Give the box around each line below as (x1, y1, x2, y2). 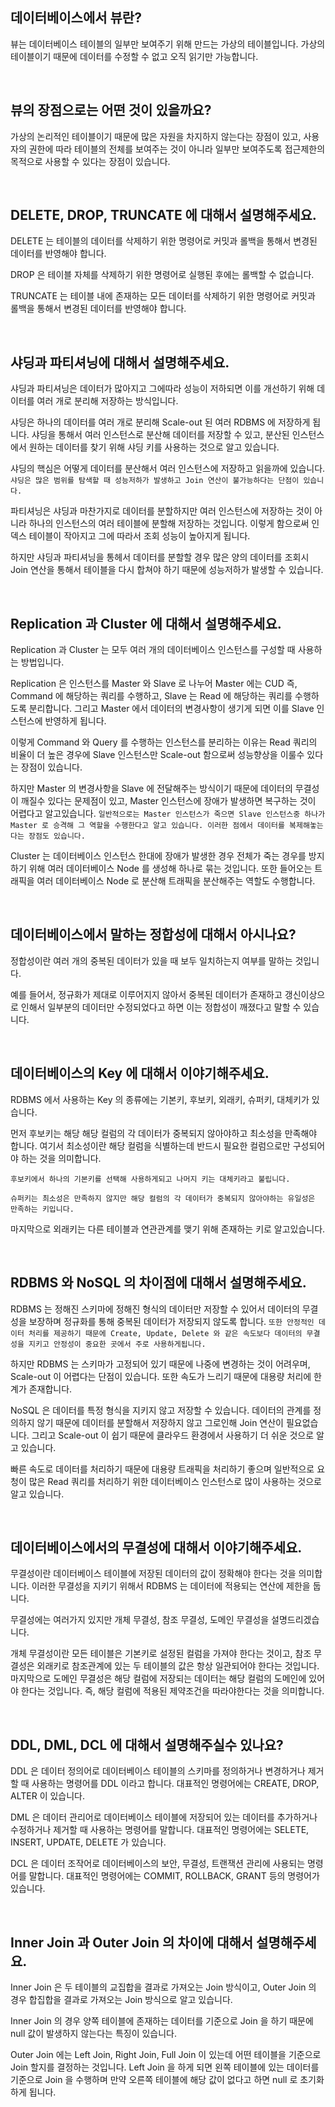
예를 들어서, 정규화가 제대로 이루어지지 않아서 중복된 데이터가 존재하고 (10, 988, 283, 1000)
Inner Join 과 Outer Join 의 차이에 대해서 (10, 1934, 254, 1951)
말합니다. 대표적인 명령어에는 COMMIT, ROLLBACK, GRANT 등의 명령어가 (28, 1870, 320, 1882)
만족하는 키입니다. (10, 1204, 75, 1214)
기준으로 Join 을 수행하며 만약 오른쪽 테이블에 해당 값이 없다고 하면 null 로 (10, 2073, 298, 2085)
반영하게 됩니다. (44, 715, 107, 727)
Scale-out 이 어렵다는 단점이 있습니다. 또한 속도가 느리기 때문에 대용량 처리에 (10, 1370, 312, 1382)
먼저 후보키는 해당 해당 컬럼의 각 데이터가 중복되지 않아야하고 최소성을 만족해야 (10, 1127, 318, 1139)
